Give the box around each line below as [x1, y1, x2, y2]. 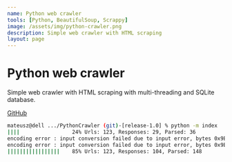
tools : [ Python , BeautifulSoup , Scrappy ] [7, 17, 128, 23]
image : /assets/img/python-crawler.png [7, 23, 122, 30]
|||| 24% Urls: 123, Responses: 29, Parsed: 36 [7, 128, 196, 135]
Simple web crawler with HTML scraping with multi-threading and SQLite [7, 88, 215, 97]
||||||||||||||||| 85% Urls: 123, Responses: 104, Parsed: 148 [7, 148, 202, 155]
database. [7, 96, 36, 104]
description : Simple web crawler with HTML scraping [7, 29, 162, 37]
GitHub [7, 109, 28, 117]
